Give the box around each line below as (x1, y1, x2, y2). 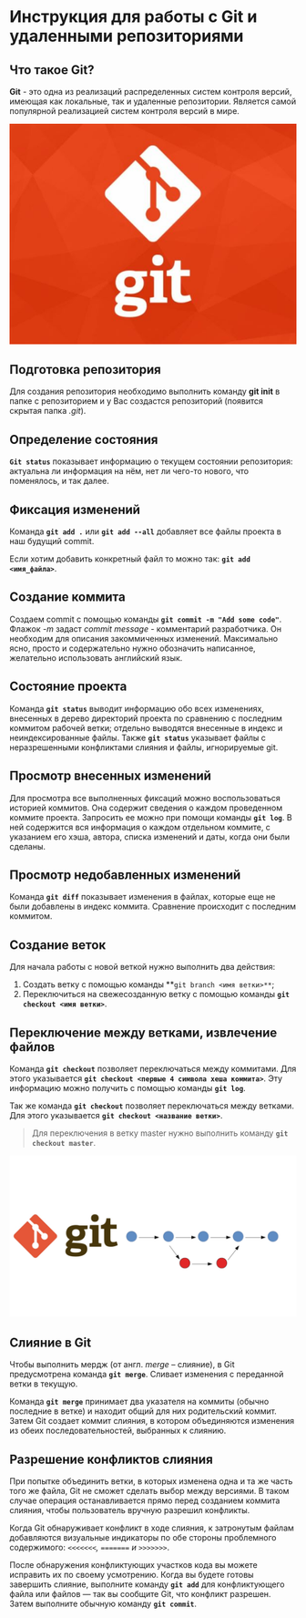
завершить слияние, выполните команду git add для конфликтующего (9, 1579, 285, 1590)
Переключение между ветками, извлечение (9, 1025, 278, 1040)
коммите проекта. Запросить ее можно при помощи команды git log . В (9, 811, 293, 822)
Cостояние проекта (9, 679, 127, 695)
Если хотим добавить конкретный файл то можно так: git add (9, 553, 250, 564)
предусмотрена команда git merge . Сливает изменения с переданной (9, 1369, 284, 1380)
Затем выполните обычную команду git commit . (9, 1598, 198, 1610)
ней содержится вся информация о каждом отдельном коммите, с (9, 821, 271, 832)
